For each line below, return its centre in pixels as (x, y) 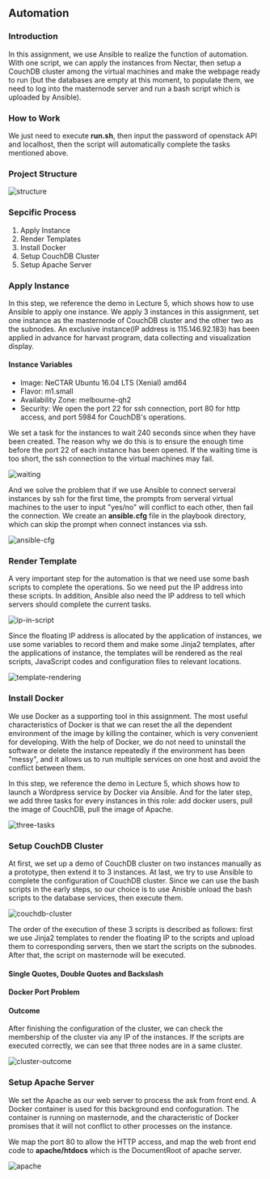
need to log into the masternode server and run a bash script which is (124, 88)
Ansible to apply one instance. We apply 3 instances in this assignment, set (134, 312)
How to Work (34, 118)
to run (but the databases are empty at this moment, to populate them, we (131, 79)
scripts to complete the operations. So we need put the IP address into (126, 587)
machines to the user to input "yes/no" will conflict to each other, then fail (131, 507)
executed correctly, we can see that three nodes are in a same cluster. (125, 1046)
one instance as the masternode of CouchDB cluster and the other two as (131, 320)
